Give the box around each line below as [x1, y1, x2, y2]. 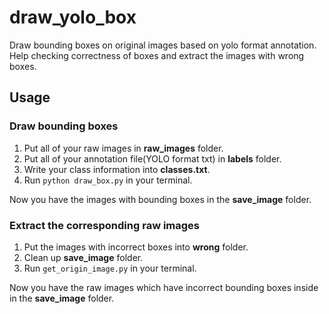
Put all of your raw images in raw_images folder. [23, 142, 224, 154]
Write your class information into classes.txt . [23, 163, 211, 175]
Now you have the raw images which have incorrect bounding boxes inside [9, 281, 319, 293]
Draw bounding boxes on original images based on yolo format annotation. [9, 39, 317, 51]
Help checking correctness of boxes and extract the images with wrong [9, 49, 305, 61]
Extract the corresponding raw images [9, 218, 201, 232]
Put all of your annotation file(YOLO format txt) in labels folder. [23, 152, 282, 165]
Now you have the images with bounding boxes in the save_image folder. [9, 193, 312, 205]
